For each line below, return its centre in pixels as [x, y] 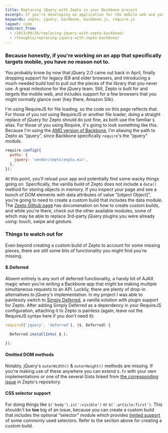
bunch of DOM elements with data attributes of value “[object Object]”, [78, 194]
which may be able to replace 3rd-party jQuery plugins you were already [80, 216]
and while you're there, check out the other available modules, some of [78, 210]
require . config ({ [23, 150]
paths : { [19, 155]
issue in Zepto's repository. [33, 382]
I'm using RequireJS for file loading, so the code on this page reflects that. [82, 109]
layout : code [19, 24]
